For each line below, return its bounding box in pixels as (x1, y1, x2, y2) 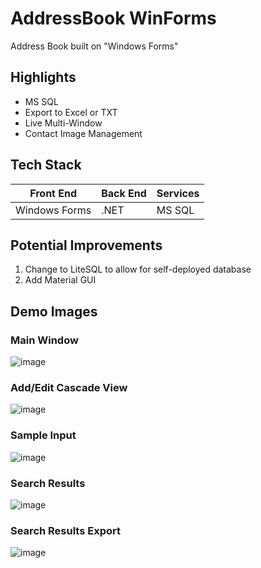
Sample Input (10, 428, 77, 442)
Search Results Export (10, 523, 122, 537)
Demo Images (10, 303, 98, 320)
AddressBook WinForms (10, 7, 217, 30)
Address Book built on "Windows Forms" (10, 40, 179, 52)
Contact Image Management (24, 127, 143, 139)
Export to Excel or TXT (24, 106, 118, 118)
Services (156, 186, 200, 200)
